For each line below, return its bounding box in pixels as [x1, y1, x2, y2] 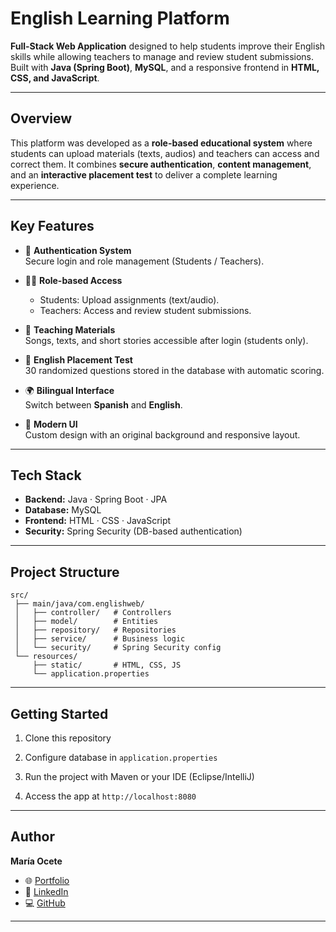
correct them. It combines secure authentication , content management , [10, 158, 312, 170]
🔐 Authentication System [24, 244, 132, 256]
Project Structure [10, 563, 120, 581]
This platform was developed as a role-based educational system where [10, 137, 313, 149]
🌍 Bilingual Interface [24, 384, 115, 396]
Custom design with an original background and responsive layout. [24, 428, 301, 441]
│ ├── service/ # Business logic [14, 634, 186, 644]
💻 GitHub [24, 897, 66, 909]
